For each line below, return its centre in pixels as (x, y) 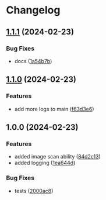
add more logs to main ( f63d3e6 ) (54, 109)
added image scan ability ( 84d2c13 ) (57, 157)
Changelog (33, 10)
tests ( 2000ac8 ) (34, 191)
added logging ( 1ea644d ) (45, 163)
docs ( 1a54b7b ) (33, 61)
